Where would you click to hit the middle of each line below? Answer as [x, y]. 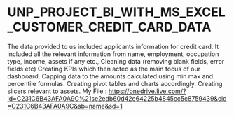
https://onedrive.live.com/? [147, 91]
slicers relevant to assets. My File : [57, 91]
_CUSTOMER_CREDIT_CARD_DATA [109, 27]
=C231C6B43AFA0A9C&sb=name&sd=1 [65, 106]
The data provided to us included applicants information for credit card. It [113, 46]
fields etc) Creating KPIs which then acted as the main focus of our [104, 69]
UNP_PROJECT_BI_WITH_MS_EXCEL [116, 12]
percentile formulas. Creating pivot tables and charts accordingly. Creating [115, 83]
